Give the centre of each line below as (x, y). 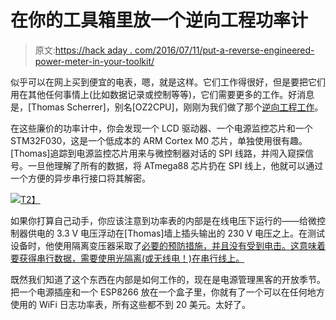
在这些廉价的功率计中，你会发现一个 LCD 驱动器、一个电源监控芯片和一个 (161, 128)
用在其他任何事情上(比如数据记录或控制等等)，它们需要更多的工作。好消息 (162, 94)
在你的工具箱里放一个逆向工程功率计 (159, 20)
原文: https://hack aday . (83, 50)
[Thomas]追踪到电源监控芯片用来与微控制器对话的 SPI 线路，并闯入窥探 (157, 153)
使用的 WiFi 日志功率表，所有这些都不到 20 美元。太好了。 (130, 304)
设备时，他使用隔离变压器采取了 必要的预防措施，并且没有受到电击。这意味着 (168, 245)
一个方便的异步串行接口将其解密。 (80, 178)
